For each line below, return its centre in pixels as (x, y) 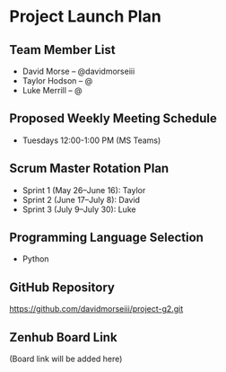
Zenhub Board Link (64, 337)
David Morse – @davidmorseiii (78, 71)
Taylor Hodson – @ (57, 81)
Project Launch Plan (85, 17)
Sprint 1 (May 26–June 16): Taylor (84, 190)
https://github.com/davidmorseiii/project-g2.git (96, 309)
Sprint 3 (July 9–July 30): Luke (79, 209)
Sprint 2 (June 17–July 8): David (81, 199)
